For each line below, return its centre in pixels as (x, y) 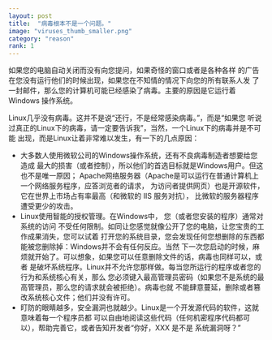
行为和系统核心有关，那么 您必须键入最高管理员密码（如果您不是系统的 (138, 278)
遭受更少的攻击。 (49, 206)
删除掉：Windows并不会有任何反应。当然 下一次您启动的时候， (147, 247)
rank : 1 (22, 46)
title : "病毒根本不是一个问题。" (60, 24)
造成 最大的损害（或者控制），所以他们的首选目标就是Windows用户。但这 (142, 166)
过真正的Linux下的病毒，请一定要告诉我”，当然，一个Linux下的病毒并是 (128, 128)
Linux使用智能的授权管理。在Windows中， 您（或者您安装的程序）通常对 (142, 217)
